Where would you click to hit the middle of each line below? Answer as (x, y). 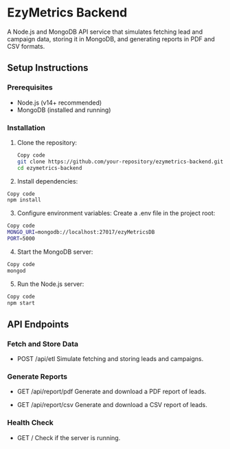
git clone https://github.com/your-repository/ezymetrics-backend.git (120, 162)
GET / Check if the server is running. (69, 437)
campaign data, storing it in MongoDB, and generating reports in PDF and (111, 39)
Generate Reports (37, 377)
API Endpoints (38, 324)
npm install (24, 200)
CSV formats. (26, 46)
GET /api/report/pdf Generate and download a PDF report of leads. (112, 392)
